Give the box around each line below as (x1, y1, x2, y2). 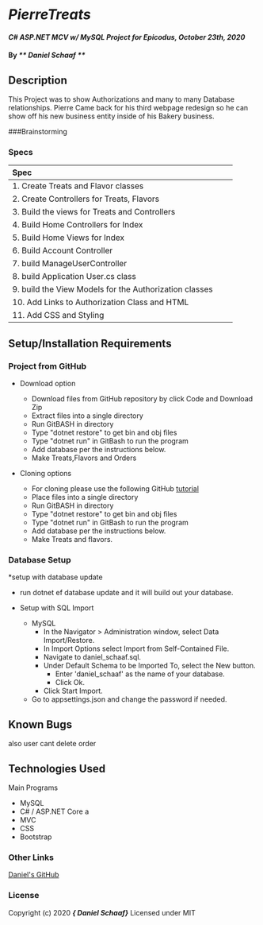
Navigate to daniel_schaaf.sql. (43, 652, 141, 662)
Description (8, 73, 67, 87)
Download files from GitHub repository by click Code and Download (31, 394, 253, 404)
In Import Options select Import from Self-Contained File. (43, 644, 230, 653)
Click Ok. (55, 678, 86, 687)
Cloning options (19, 469, 72, 478)
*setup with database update (8, 572, 103, 582)
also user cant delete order (8, 739, 97, 749)
